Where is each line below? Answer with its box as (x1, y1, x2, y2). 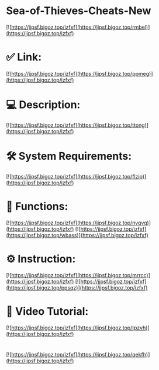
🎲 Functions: (6, 200, 68, 213)
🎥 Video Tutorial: (6, 304, 89, 318)
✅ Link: (6, 51, 42, 64)
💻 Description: (6, 98, 81, 112)
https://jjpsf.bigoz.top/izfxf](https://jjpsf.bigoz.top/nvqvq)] (11, 219, 151, 226)
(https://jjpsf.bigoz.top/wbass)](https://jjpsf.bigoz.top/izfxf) (6, 231, 149, 238)
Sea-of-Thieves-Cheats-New (6, 4, 151, 18)
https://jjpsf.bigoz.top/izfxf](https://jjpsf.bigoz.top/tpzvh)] (11, 324, 150, 331)
